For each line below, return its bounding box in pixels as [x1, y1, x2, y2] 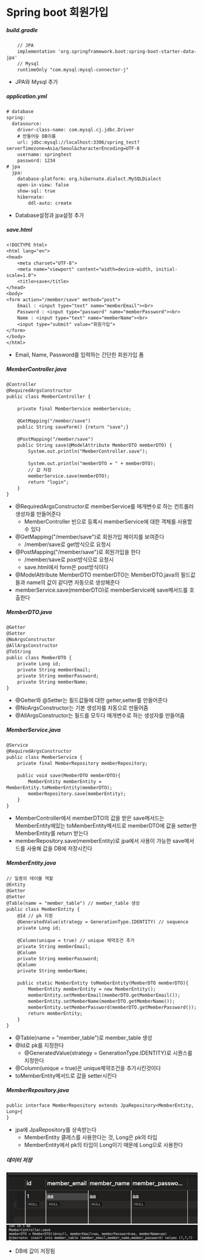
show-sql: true [17, 188, 56, 195]
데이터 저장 [6, 1156, 32, 1163]
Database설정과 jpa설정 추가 [15, 212, 84, 219]
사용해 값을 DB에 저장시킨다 [26, 845, 93, 852]
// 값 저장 [28, 467, 52, 473]
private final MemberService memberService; [17, 406, 132, 412]
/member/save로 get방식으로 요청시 [24, 541, 111, 548]
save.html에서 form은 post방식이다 [24, 564, 109, 571]
